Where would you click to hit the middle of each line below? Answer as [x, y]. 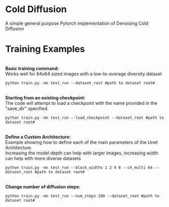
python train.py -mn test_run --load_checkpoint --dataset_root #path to [85, 118]
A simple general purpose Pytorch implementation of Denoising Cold [77, 23]
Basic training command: [32, 68]
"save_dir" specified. [27, 108]
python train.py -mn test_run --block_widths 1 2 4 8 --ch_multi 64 [79, 168]
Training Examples [45, 49]
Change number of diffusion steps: [43, 187]
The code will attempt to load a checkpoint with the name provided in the [81, 103]
